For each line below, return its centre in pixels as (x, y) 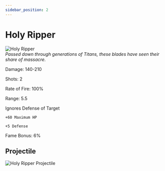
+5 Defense (17, 126)
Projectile (21, 151)
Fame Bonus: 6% (23, 135)
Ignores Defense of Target (33, 108)
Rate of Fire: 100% (24, 89)
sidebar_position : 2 (27, 10)
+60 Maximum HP (21, 117)
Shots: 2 (14, 79)
